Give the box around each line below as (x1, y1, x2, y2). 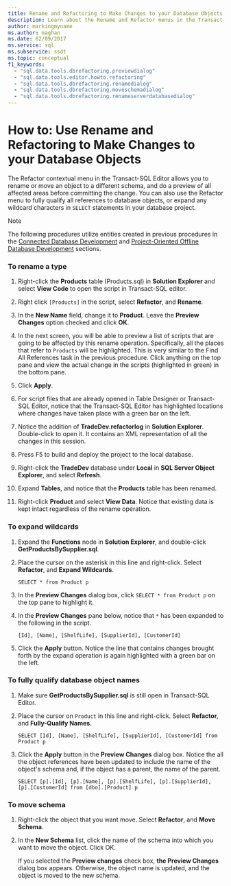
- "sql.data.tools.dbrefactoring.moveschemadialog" (14, 86, 165, 93)
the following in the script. (17, 619, 92, 627)
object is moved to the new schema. (17, 872, 121, 880)
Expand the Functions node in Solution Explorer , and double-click (17, 538, 206, 546)
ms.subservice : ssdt (8, 49, 67, 56)
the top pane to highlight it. (17, 598, 95, 606)
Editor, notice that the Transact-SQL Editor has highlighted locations (31, 402, 223, 410)
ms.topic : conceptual (8, 55, 70, 62)
